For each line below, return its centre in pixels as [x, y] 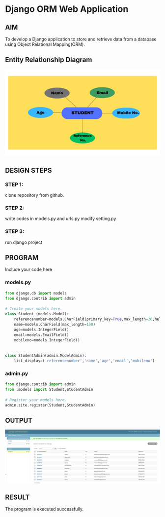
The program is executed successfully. [44, 509]
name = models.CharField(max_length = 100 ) [55, 324]
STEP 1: [14, 185]
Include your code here [29, 269]
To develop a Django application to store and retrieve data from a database [81, 39]
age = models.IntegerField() [41, 330]
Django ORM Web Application [67, 9]
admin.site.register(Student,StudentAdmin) [50, 405]
